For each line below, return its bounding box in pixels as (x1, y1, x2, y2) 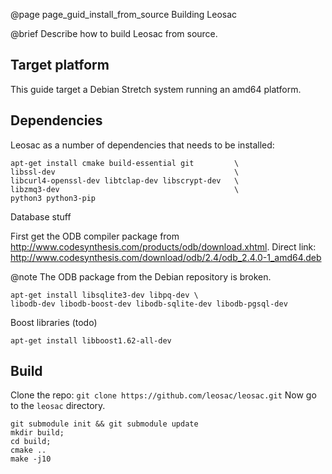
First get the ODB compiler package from (10, 230, 180, 242)
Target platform (10, 57, 110, 74)
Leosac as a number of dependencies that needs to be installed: (10, 139, 275, 151)
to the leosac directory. (10, 400, 106, 412)
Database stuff (10, 210, 72, 223)
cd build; (10, 437, 52, 447)
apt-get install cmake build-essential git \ (10, 158, 240, 168)
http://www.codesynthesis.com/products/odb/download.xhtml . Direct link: (10, 240, 317, 253)
